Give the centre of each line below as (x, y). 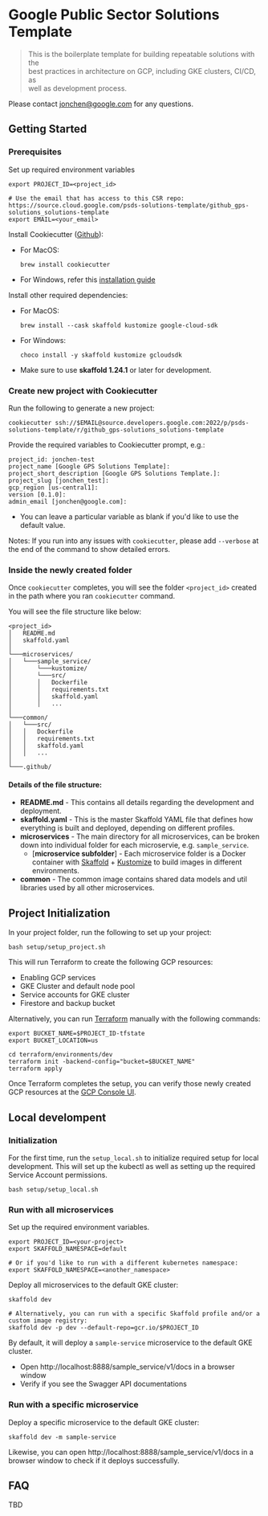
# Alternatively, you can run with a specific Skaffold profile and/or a (134, 1314)
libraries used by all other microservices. (87, 888)
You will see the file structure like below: (75, 611)
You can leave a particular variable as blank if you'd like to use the (129, 517)
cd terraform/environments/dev (61, 1055)
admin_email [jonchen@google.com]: (68, 501)
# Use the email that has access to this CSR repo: (96, 198)
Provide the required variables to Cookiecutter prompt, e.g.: (107, 444)
